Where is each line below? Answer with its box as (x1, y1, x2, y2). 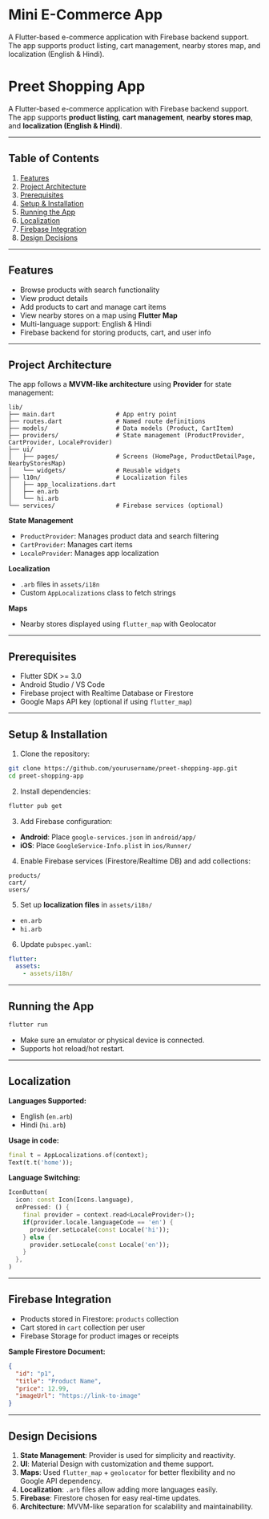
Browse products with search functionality (19, 285, 160, 294)
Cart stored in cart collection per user (19, 1322, 146, 1332)
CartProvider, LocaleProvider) (8, 439, 113, 447)
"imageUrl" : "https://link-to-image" (15, 1392, 142, 1400)
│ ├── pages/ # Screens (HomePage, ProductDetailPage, (8, 453, 256, 461)
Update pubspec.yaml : (19, 939, 92, 948)
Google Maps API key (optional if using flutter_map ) (19, 697, 192, 707)
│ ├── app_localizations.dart (8, 481, 116, 489)
